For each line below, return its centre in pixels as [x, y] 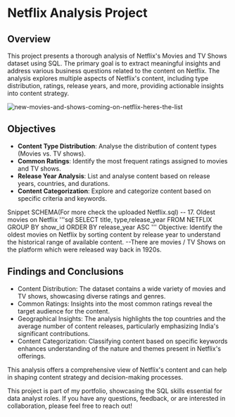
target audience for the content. [64, 311]
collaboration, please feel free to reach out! [70, 406]
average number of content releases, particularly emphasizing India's [118, 326]
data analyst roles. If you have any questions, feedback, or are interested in [116, 398]
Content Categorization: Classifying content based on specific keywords [122, 341]
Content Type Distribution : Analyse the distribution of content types [117, 146]
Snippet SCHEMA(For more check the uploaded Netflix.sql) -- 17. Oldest [112, 212]
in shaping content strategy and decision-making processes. [95, 377]
